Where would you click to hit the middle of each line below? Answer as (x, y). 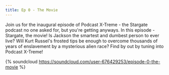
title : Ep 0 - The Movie (32, 10)
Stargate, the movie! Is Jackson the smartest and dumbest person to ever (82, 35)
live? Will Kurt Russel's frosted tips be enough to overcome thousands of (81, 41)
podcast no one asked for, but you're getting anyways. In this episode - (80, 30)
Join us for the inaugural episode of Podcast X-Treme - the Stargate (77, 24)
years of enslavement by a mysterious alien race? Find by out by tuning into (84, 46)
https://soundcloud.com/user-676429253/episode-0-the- (100, 61)
